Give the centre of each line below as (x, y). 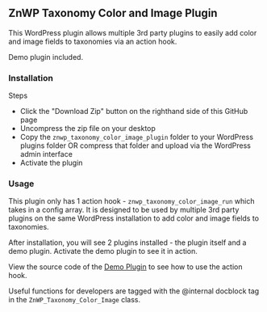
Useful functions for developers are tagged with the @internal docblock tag (134, 291)
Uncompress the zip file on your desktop (88, 129)
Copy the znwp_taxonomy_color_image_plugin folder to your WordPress (137, 137)
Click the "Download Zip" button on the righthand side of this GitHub (134, 112)
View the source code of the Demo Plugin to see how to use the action (125, 267)
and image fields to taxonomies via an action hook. (93, 41)
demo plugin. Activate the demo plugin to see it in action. (103, 251)
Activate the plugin (51, 163)
